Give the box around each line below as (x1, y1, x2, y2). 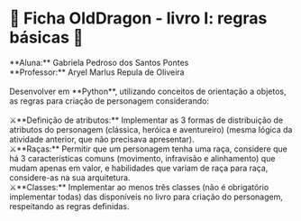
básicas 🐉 (9, 27, 84, 48)
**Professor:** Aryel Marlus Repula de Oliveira (9, 67, 185, 78)
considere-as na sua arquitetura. (9, 171, 131, 183)
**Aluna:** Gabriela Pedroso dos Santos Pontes (9, 57, 189, 68)
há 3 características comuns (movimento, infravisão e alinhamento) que (9, 152, 276, 163)
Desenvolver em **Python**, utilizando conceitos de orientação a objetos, (9, 86, 287, 97)
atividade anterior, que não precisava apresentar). (9, 134, 196, 144)
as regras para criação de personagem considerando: (9, 95, 210, 106)
